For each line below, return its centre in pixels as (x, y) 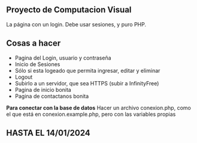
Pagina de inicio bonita (43, 90)
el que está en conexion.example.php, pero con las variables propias (91, 114)
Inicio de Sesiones (37, 64)
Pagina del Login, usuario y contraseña (63, 58)
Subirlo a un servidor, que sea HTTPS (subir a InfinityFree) (87, 83)
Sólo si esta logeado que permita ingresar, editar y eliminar (87, 70)
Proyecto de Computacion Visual (69, 10)
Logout (24, 77)
